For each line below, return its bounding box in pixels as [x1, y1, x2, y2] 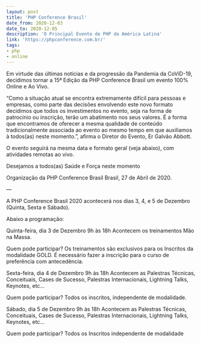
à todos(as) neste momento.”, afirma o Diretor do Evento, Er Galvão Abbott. [6, 133, 192, 140]
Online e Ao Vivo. [6, 82, 49, 90]
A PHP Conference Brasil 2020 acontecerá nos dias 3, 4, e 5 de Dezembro [6, 197, 190, 204]
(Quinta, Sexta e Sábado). [6, 204, 70, 211]
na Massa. [6, 233, 32, 240]
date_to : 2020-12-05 [6, 25, 58, 32]
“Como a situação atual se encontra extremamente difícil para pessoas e [6, 94, 186, 102]
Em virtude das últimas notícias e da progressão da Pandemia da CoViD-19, [6, 70, 193, 77]
